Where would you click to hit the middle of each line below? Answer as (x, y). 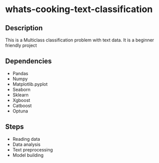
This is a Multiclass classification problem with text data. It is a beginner (80, 40)
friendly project (21, 45)
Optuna (20, 111)
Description (24, 28)
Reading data (26, 139)
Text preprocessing (32, 149)
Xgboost (21, 100)
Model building (28, 155)
